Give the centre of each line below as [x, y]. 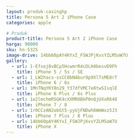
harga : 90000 [22, 44]
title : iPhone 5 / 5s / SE [50, 72]
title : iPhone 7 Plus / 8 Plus [55, 116]
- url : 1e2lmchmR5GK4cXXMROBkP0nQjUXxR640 [64, 99]
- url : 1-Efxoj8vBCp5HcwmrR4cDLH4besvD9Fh [64, 66]
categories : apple [29, 22]
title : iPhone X [37, 127]
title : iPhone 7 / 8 [42, 105]
